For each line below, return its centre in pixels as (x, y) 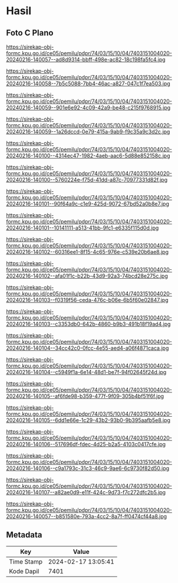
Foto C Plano (30, 33)
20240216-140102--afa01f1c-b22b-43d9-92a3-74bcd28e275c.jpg (87, 276)
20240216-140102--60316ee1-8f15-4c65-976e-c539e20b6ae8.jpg (88, 252)
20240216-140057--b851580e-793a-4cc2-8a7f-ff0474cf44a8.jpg (86, 516)
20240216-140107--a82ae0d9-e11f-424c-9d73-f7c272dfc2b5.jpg (86, 492)
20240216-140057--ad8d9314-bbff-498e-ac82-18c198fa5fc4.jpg (86, 59)
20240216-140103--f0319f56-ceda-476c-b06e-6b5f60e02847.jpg (88, 300)
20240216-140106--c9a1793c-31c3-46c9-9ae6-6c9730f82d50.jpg (88, 468)
